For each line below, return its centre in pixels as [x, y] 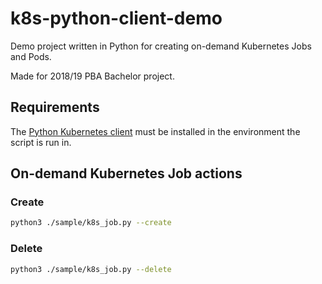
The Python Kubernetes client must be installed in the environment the [155, 131]
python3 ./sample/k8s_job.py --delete [91, 269]
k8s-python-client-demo [116, 18]
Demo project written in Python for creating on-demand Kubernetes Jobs [161, 46]
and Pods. [31, 56]
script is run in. [41, 142]
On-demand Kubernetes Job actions [126, 173]
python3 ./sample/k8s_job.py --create [91, 223]
